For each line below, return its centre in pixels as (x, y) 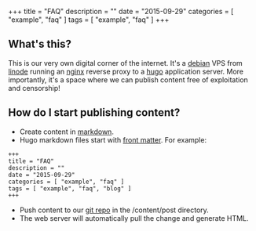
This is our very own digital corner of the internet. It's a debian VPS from (126, 63)
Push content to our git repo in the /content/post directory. (114, 210)
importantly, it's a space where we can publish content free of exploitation (128, 79)
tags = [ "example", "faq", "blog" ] (70, 188)
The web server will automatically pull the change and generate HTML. (134, 218)
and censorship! (34, 88)
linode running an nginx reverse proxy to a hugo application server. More (126, 71)
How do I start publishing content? (94, 113)
